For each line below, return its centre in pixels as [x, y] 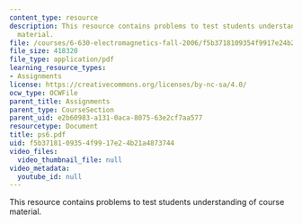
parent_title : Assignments [60, 101]
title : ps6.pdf [38, 135]
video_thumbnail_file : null [70, 160]
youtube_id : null [50, 176]
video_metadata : [40, 168]
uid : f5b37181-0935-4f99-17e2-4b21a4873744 [92, 143]
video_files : [34, 151]
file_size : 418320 [44, 51]
